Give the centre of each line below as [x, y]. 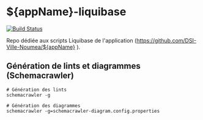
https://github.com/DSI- [167, 40]
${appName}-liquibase [66, 12]
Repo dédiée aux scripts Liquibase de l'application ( [72, 40]
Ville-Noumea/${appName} [41, 47]
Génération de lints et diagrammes [73, 66]
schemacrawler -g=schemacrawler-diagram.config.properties [83, 111]
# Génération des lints [37, 90]
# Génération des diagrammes [43, 105]
